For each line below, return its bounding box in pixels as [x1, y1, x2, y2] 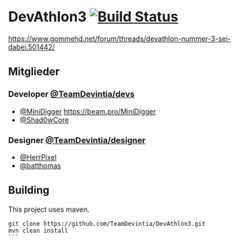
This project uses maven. [8, 205, 90, 214]
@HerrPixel [19, 152, 57, 161]
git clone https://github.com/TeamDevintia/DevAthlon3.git [8, 220, 206, 227]
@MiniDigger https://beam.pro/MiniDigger [19, 106, 156, 116]
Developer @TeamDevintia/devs [8, 89, 135, 100]
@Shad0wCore [19, 115, 69, 124]
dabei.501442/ [8, 42, 55, 51]
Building [8, 183, 50, 197]
